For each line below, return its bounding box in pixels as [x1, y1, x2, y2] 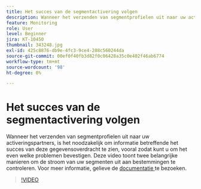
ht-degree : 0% [6, 70, 42, 76]
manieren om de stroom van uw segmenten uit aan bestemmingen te [6, 159, 176, 166]
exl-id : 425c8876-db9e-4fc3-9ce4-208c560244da [6, 48, 124, 54]
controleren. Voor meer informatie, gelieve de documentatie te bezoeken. [6, 165, 187, 172]
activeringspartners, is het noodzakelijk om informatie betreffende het [6, 140, 178, 147]
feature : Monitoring [6, 20, 58, 26]
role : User [6, 25, 33, 32]
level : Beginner [6, 31, 47, 37]
